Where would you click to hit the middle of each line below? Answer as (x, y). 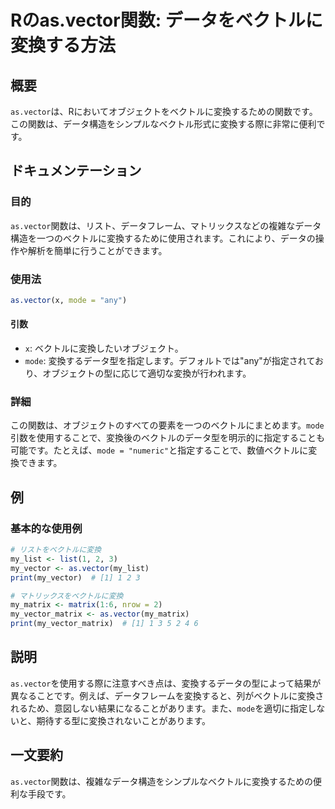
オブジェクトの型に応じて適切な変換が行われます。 (147, 373)
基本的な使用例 (46, 528)
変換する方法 (63, 45)
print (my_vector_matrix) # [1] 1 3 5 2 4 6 (104, 624)
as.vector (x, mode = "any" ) (69, 300)
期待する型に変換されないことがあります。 (124, 720)
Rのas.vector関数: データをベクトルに (166, 20)
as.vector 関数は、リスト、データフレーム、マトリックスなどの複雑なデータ (166, 225)
